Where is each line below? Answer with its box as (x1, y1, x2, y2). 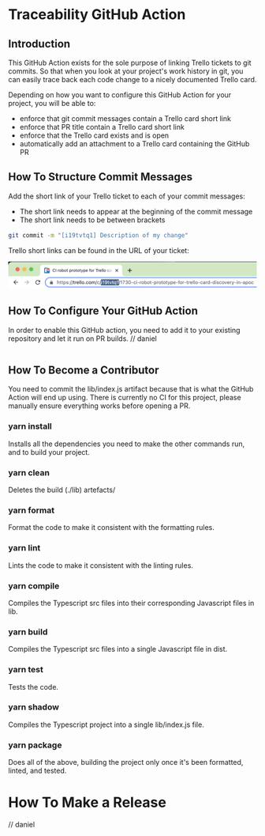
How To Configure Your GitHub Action (8, 305, 199, 318)
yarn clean (8, 467, 50, 478)
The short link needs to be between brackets (19, 215, 166, 225)
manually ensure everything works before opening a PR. (8, 401, 191, 410)
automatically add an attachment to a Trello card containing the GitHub (19, 139, 250, 148)
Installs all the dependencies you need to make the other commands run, (8, 439, 245, 448)
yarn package (8, 740, 62, 751)
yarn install (8, 421, 53, 432)
